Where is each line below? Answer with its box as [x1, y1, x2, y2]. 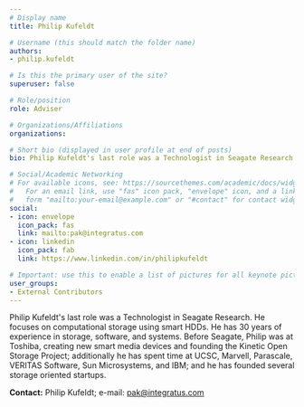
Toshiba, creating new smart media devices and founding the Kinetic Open [9, 341, 288, 352]
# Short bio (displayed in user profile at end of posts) [9, 146, 233, 155]
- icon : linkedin [9, 237, 75, 247]
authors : [9, 46, 43, 55]
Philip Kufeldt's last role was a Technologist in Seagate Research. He [9, 312, 265, 323]
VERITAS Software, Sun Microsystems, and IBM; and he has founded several [9, 360, 295, 371]
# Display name [9, 13, 67, 23]
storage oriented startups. [9, 370, 107, 381]
